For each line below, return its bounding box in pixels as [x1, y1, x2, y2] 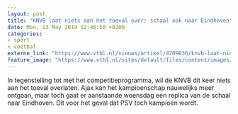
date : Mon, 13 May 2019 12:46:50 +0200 [7, 23, 125, 30]
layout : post [7, 10, 46, 18]
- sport [7, 37, 30, 44]
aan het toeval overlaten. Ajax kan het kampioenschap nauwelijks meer [7, 83, 215, 92]
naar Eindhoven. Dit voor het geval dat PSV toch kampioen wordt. [7, 98, 198, 107]
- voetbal [7, 43, 37, 50]
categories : [7, 30, 42, 38]
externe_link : [7, 50, 50, 57]
